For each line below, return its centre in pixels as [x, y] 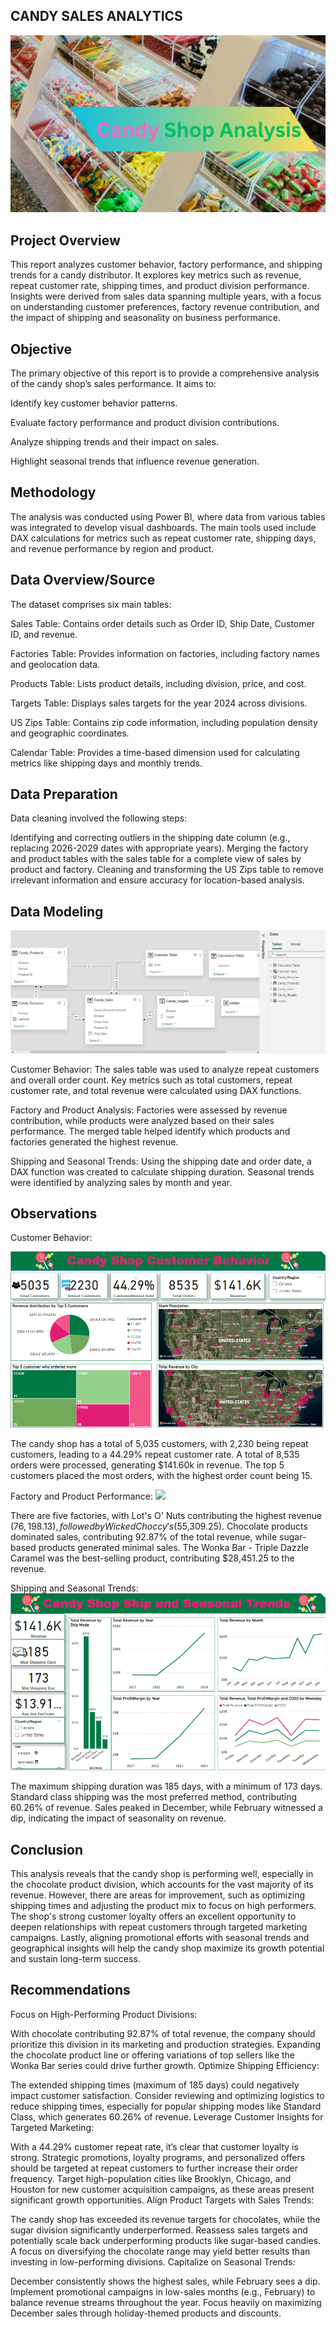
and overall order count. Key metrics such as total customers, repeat [151, 1080]
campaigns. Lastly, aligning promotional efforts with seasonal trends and [160, 1938]
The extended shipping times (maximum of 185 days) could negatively [155, 2085]
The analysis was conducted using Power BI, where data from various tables [168, 516]
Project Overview [65, 240]
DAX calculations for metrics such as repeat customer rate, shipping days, [163, 538]
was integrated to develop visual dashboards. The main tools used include [163, 527]
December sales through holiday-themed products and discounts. [146, 2313]
